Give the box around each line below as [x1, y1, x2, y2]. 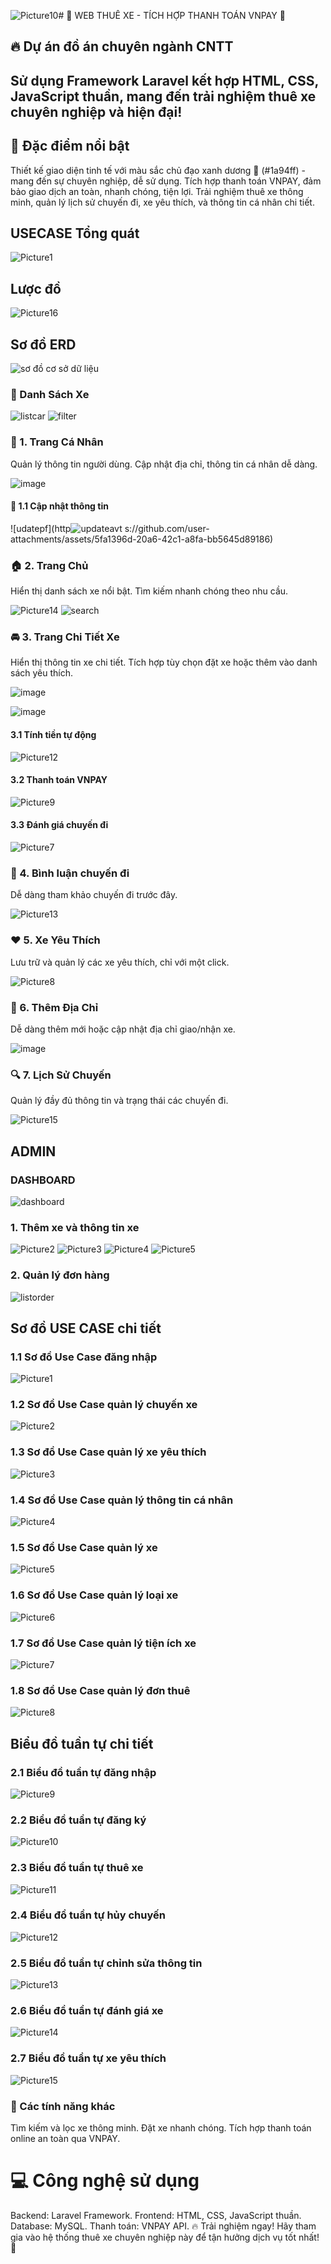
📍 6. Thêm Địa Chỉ [10, 1000, 99, 1014]
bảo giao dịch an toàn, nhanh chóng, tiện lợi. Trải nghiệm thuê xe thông [10, 185, 304, 197]
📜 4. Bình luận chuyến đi [10, 866, 130, 880]
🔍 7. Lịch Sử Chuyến [10, 1068, 112, 1082]
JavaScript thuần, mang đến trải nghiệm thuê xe [10, 88, 317, 105]
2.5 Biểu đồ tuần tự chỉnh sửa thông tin [10, 1956, 203, 1970]
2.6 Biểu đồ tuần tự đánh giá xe [10, 2004, 164, 2018]
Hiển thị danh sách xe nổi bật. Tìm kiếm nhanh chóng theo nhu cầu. [10, 585, 289, 597]
